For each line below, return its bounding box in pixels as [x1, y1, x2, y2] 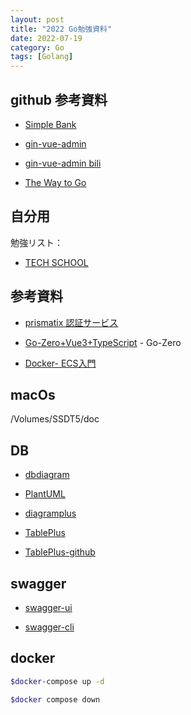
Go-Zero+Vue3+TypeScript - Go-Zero [24, 336, 182, 348]
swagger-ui [24, 602, 73, 613]
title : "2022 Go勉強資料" [10, 24, 113, 34]
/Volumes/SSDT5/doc [10, 413, 100, 425]
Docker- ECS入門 [24, 357, 97, 369]
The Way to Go [24, 176, 87, 188]
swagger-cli [24, 621, 75, 633]
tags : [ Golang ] [10, 52, 74, 62]
